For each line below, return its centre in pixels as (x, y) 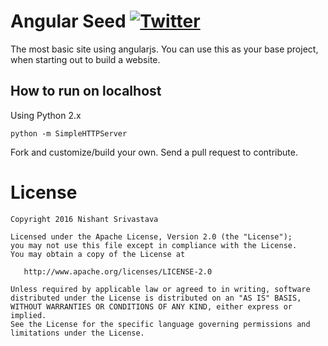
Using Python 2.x (46, 115)
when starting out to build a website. (85, 59)
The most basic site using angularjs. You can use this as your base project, (164, 49)
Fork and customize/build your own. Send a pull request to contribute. (154, 152)
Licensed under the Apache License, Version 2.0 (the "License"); (151, 236)
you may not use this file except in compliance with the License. (154, 245)
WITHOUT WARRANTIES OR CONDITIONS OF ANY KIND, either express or (151, 306)
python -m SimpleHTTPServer (69, 133)
